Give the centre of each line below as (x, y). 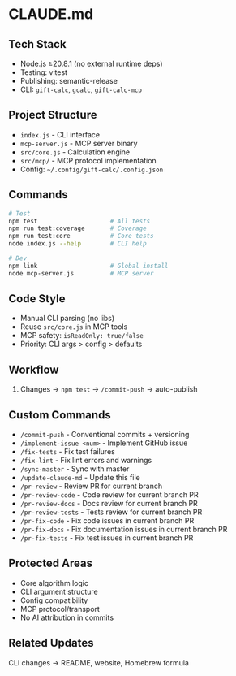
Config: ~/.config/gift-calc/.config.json (92, 169)
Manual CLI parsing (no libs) (67, 318)
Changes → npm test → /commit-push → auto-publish (109, 389)
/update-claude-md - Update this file (80, 478)
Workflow (34, 369)
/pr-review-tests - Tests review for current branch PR (111, 512)
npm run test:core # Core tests (81, 236)
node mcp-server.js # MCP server (81, 273)
